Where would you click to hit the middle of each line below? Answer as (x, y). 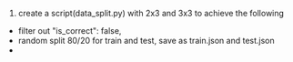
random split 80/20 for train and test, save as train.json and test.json (146, 41)
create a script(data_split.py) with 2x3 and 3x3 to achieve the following (151, 13)
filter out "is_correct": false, (70, 31)
